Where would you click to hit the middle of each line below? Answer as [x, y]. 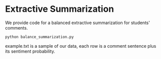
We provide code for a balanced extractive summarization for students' [78, 23]
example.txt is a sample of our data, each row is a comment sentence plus [81, 46]
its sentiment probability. [30, 51]
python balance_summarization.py [40, 37]
